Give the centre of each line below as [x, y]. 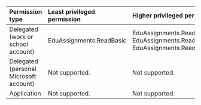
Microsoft [23, 76]
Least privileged [71, 12]
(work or [21, 37]
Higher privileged [158, 16]
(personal [23, 69]
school [19, 44]
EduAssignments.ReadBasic [87, 40]
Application [25, 93]
